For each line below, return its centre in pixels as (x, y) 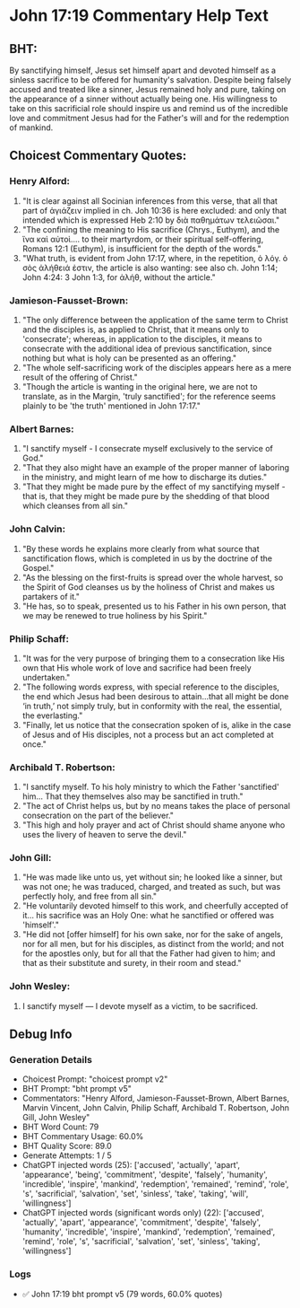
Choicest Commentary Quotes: (98, 156)
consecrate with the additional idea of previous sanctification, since (147, 348)
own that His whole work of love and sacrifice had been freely (137, 667)
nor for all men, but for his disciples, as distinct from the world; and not (153, 944)
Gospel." (38, 567)
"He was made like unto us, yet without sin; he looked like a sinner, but (152, 877)
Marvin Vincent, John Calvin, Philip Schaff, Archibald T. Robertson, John (155, 1108)
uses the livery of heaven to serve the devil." (104, 835)
